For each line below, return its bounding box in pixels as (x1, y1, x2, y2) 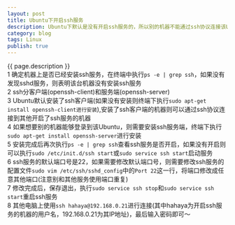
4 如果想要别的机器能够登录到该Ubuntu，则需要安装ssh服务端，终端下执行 (7, 123, 222, 131)
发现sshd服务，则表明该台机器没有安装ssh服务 (7, 79, 142, 87)
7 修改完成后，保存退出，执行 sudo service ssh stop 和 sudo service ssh (7, 184, 215, 192)
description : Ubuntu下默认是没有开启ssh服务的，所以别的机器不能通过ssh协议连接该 (7, 23, 227, 30)
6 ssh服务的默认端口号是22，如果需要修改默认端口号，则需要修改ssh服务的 (7, 158, 225, 166)
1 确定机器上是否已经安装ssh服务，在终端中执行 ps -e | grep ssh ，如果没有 (7, 71, 225, 78)
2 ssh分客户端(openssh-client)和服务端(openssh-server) (7, 88, 170, 96)
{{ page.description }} (7, 62, 71, 70)
